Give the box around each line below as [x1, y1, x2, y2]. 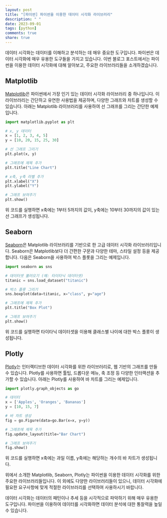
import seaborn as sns [5, 264, 52, 269]
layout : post [5, 7, 32, 12]
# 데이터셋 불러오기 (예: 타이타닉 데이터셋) [5, 273, 84, 278]
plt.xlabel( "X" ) [5, 178, 39, 184]
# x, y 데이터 [5, 128, 31, 133]
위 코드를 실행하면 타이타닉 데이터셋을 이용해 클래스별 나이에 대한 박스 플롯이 [5, 328, 155, 334]
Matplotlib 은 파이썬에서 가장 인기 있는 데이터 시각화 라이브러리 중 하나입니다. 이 [5, 90, 160, 96]
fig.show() [5, 445, 28, 450]
